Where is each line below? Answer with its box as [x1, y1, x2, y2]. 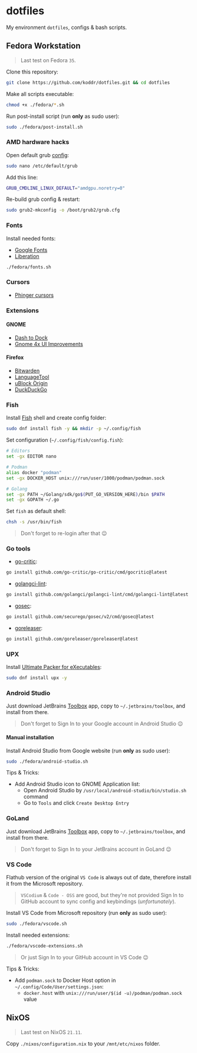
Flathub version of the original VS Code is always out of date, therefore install [6, 874, 192, 881]
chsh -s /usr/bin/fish [6, 519, 62, 525]
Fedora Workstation [6, 41, 81, 51]
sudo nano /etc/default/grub [6, 163, 78, 169]
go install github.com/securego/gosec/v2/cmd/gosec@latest [6, 614, 155, 620]
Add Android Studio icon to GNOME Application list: [14, 780, 140, 788]
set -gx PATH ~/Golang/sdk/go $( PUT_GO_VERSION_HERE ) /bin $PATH [6, 491, 165, 497]
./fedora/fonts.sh [6, 264, 51, 270]
